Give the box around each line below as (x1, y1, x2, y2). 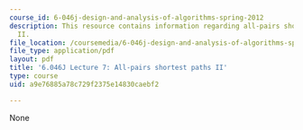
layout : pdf (9, 55, 54, 64)
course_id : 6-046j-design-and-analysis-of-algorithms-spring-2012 (9, 13, 264, 22)
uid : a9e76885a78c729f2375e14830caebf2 (9, 80, 160, 89)
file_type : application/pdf (9, 47, 115, 56)
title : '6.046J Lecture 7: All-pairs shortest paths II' (9, 64, 228, 73)
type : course (9, 72, 59, 81)
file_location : (9, 38, 67, 48)
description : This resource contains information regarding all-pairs (9, 22, 280, 30)
